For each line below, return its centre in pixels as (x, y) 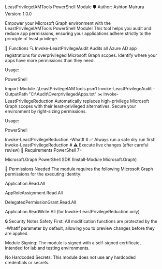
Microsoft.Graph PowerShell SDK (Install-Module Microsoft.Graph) (71, 159)
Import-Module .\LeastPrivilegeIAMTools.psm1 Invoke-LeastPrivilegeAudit (79, 88)
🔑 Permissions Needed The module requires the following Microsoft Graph (79, 169)
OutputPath (16, 94)
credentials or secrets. (27, 262)
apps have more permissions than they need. (50, 60)
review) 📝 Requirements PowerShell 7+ (44, 150)
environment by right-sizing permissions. (46, 111)
